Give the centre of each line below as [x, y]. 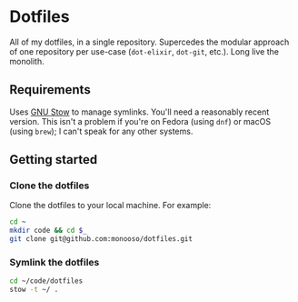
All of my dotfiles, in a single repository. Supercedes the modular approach [149, 42]
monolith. [27, 61]
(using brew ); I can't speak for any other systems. [101, 131]
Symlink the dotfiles [55, 262]
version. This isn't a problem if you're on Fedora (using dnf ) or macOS [140, 121]
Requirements [50, 90]
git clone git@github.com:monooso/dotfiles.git [101, 239]
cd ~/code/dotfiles [46, 281]
